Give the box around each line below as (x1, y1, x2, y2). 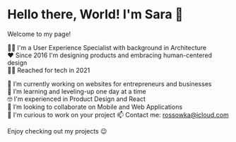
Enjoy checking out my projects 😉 (7, 126, 107, 135)
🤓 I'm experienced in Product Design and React (7, 95, 146, 103)
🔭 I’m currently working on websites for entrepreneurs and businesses (7, 79, 212, 88)
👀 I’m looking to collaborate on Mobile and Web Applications (7, 102, 183, 111)
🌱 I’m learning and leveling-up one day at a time (7, 87, 146, 95)
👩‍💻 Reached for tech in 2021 (7, 66, 90, 74)
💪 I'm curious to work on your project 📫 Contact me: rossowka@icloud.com (7, 110, 229, 119)
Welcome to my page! (7, 30, 71, 38)
